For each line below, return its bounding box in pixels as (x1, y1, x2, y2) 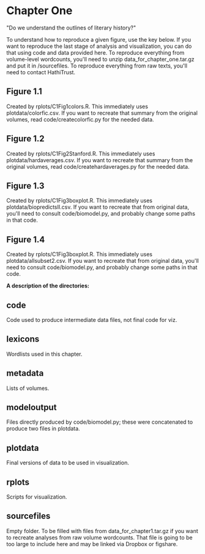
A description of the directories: (6, 282, 90, 289)
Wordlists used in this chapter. (6, 350, 83, 357)
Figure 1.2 (6, 133, 45, 144)
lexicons (6, 334, 40, 345)
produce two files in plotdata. (6, 425, 81, 432)
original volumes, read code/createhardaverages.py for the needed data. (6, 163, 190, 170)
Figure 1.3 (6, 181, 45, 191)
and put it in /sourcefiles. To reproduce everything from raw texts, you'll (6, 62, 188, 69)
